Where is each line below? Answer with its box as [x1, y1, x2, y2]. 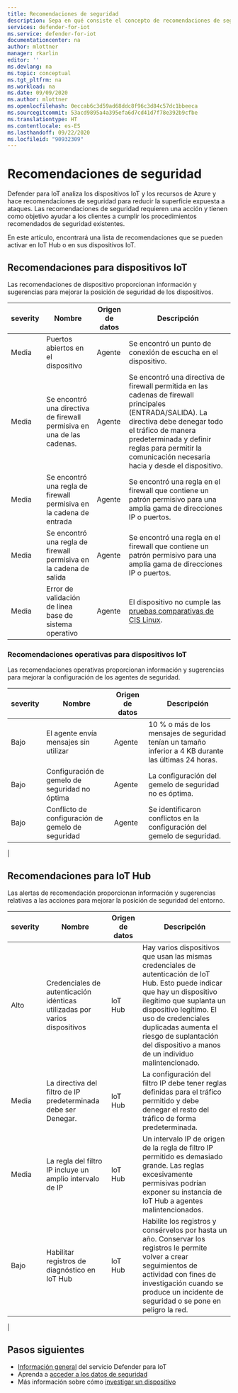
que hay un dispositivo [142, 987, 217, 997]
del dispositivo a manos [142, 1040, 221, 1050]
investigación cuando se [142, 1278, 224, 1288]
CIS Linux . [128, 615, 163, 624]
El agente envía [45, 728, 98, 738]
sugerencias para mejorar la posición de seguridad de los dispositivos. [7, 288, 214, 296]
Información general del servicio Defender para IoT [17, 1362, 167, 1371]
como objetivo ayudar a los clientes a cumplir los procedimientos [7, 212, 197, 220]
